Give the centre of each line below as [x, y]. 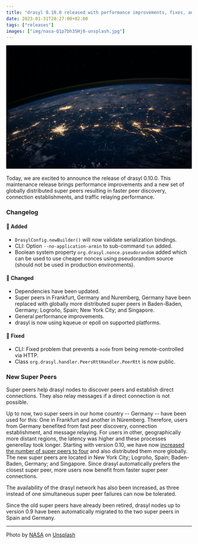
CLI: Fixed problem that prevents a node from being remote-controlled [99, 349]
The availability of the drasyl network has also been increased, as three [93, 488]
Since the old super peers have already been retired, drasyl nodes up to [93, 505]
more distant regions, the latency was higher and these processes [86, 439]
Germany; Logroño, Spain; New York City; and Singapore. [85, 310]
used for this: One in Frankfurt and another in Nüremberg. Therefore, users [97, 420]
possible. [17, 402]
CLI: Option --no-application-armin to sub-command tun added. [93, 246]
